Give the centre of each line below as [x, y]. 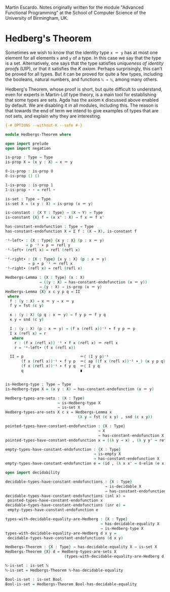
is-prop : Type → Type [29, 157]
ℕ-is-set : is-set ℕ [27, 566]
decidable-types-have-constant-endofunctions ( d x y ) [65, 538]
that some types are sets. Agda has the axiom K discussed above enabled [82, 100]
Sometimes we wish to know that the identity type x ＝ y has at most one [81, 52]
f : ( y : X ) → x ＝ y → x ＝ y [42, 301]
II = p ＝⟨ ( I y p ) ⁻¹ [59, 357]
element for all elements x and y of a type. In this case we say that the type [83, 58]
